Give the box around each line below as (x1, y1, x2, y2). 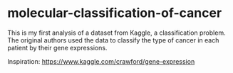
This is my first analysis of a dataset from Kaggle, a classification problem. (7, 28, 226, 37)
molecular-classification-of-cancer (7, 5, 222, 21)
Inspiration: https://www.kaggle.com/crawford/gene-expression (7, 57, 195, 65)
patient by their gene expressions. (7, 43, 108, 52)
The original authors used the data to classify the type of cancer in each (7, 35, 219, 44)
